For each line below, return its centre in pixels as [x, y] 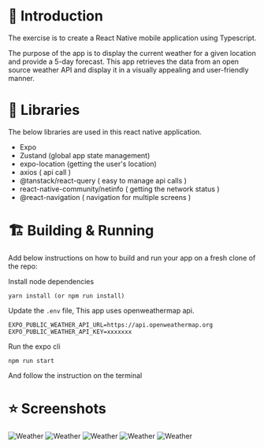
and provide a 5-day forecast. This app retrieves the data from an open [123, 61]
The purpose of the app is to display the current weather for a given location [132, 53]
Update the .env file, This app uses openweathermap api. [101, 310]
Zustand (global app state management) [85, 155]
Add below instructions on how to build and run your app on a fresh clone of [132, 257]
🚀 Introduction [56, 16]
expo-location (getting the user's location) [88, 164]
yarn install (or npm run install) [67, 296]
